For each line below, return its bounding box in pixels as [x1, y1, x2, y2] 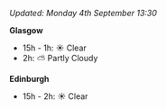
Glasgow [9, 25, 43, 35]
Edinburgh [9, 74, 50, 84]
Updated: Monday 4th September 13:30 [9, 8, 158, 18]
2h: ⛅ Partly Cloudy [22, 53, 98, 63]
